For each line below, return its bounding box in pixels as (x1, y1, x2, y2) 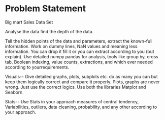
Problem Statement (5, 3, 86, 14)
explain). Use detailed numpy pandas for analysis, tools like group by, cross (5, 53, 159, 59)
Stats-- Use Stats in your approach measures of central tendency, (5, 98, 139, 104)
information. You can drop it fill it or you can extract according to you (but (5, 48, 154, 54)
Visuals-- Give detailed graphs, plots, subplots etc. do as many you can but (5, 73, 158, 79)
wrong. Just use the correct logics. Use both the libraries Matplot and (5, 84, 146, 90)
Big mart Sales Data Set (5, 19, 53, 25)
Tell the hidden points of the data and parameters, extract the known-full (5, 38, 153, 44)
